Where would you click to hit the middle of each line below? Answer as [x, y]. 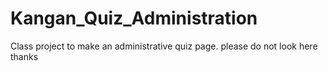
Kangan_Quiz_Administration [134, 18]
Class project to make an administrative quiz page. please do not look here [164, 46]
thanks [24, 56]
